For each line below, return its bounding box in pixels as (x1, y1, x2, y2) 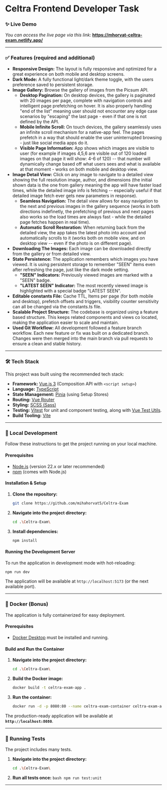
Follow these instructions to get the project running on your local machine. (5, 441, 158, 447)
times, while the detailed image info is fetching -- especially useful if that (12, 187, 162, 193)
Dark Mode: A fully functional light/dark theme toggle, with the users (12, 76, 154, 82)
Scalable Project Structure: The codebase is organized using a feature (12, 309, 159, 315)
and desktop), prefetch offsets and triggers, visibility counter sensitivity (12, 298, 159, 304)
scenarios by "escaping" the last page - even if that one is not (19, 113, 147, 119)
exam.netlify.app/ (5, 37, 43, 43)
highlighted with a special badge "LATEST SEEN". (19, 288, 121, 294)
